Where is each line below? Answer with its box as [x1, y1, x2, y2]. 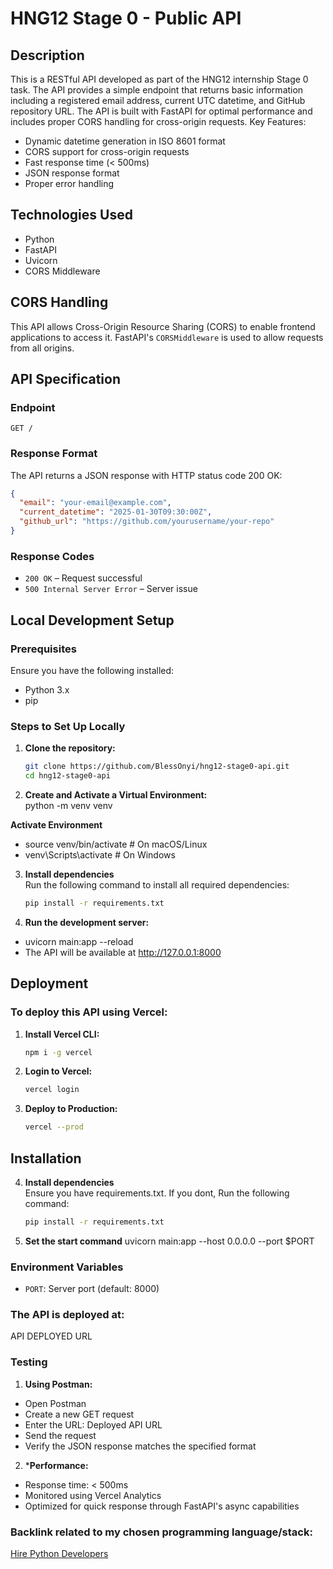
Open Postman [24, 1397, 87, 1409]
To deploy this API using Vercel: [10, 1005, 168, 1019]
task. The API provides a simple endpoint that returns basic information [10, 84, 304, 96]
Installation [10, 1150, 82, 1167]
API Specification [10, 371, 122, 388]
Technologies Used [10, 207, 133, 224]
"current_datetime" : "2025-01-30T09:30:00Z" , [19, 507, 213, 517]
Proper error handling [24, 178, 115, 189]
